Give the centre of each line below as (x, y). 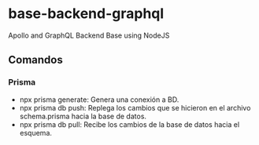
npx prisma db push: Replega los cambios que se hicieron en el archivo (135, 107)
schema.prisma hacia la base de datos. (83, 116)
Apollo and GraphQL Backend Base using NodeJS (89, 35)
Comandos (35, 60)
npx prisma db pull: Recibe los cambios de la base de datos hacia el (129, 124)
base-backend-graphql (86, 14)
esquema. (36, 132)
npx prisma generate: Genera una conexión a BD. (99, 100)
